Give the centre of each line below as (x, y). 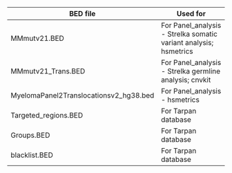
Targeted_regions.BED (47, 115)
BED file (82, 13)
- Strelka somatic (189, 34)
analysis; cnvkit (186, 80)
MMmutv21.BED (37, 38)
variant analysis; (187, 43)
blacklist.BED (32, 155)
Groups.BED (30, 135)
